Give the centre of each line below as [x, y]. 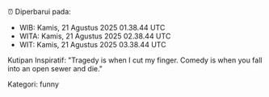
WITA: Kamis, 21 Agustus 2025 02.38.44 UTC [95, 36]
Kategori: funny [34, 84]
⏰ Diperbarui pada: [40, 12]
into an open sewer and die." [55, 69]
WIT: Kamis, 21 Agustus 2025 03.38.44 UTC [92, 44]
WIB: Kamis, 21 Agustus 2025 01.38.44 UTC [92, 28]
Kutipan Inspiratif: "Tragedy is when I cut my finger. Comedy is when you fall [135, 60]
